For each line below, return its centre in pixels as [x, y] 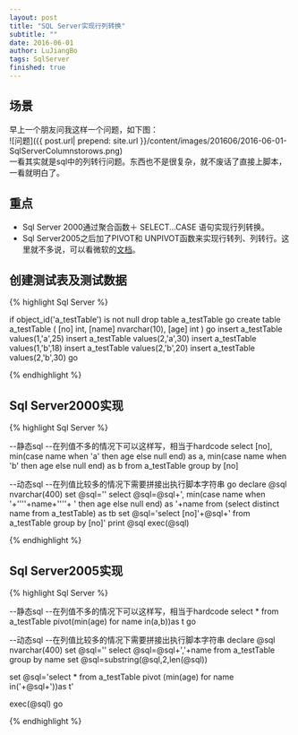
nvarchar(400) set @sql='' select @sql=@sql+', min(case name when [137, 495]
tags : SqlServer [39, 59]
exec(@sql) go [36, 704]
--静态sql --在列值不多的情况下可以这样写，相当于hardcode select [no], [141, 446]
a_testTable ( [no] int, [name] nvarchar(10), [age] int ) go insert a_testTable [146, 329]
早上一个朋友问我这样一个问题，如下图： [84, 129]
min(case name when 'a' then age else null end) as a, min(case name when [148, 456]
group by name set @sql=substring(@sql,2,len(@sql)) [109, 659]
